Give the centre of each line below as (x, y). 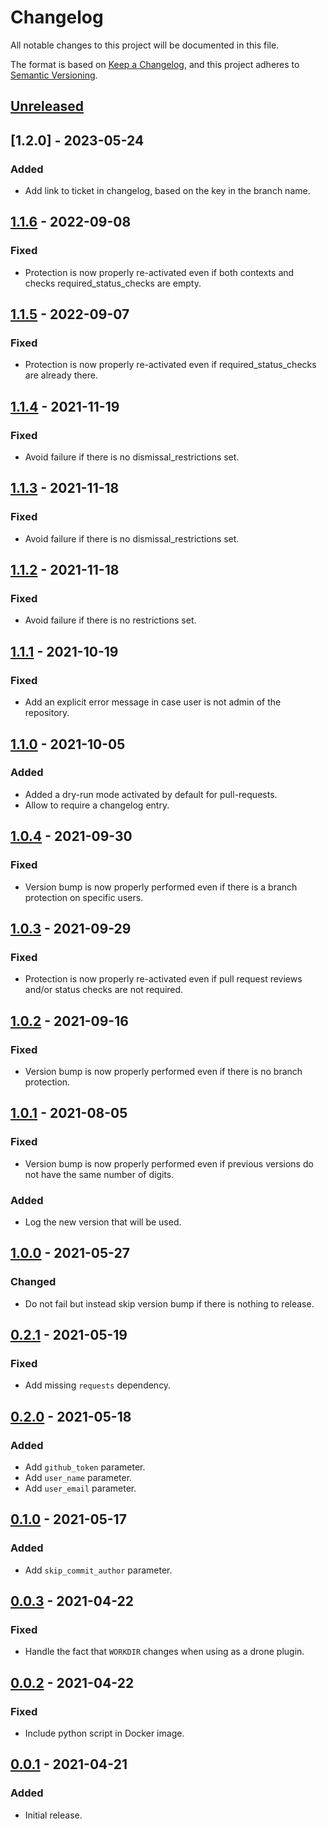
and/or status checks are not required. (104, 990)
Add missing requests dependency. (98, 1385)
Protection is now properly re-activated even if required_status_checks (170, 365)
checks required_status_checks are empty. (113, 283)
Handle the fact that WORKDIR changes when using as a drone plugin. (164, 1652)
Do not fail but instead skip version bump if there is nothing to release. (169, 1303)
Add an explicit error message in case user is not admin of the (153, 702)
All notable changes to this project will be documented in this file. (145, 45)
